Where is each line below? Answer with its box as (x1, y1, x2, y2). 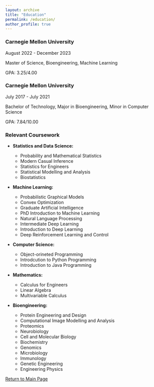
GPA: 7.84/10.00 (5, 119, 39, 125)
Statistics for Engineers (20, 163, 69, 170)
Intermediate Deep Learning (20, 221, 79, 227)
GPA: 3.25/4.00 (5, 69, 37, 76)
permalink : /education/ (5, 17, 56, 22)
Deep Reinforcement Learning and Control (20, 232, 109, 238)
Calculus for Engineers (20, 282, 68, 288)
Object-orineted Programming (20, 252, 83, 258)
